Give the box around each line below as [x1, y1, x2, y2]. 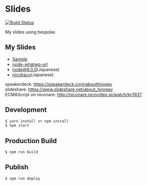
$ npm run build [5, 150, 38, 155]
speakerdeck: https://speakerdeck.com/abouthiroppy [5, 81, 112, 87]
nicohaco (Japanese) [12, 72, 54, 78]
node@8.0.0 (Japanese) [12, 66, 60, 72]
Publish [5, 163, 29, 171]
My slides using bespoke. [5, 29, 57, 35]
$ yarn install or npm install [5, 119, 69, 124]
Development [5, 106, 47, 114]
